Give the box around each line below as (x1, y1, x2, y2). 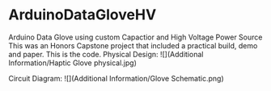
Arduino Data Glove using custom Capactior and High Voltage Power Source (8, 32, 263, 42)
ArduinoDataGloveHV (8, 6, 157, 24)
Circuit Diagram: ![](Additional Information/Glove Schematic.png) (8, 73, 224, 83)
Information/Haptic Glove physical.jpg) (8, 58, 138, 68)
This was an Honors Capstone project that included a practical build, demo (8, 40, 258, 50)
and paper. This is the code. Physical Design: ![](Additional (8, 49, 204, 59)
